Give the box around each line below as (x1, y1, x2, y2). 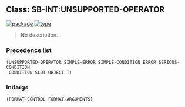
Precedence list (6, 46, 52, 54)
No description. (20, 32, 58, 39)
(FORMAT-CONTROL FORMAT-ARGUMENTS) (6, 96, 93, 102)
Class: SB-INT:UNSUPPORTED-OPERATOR (6, 5, 165, 15)
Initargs (6, 83, 29, 91)
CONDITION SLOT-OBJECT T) (8, 70, 72, 75)
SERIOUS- (158, 60, 180, 65)
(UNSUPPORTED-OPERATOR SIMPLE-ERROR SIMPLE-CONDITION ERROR (6, 60, 157, 65)
